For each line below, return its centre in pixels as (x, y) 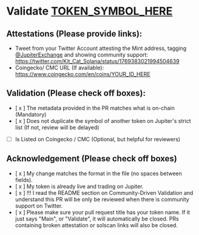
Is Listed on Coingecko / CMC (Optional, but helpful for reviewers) (98, 139)
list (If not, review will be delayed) (57, 127)
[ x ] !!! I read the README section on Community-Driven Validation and (104, 192)
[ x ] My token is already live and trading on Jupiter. (79, 186)
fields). (24, 180)
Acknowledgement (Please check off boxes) (92, 159)
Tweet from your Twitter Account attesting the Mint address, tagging (101, 48)
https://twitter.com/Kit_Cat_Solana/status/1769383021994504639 (97, 61)
